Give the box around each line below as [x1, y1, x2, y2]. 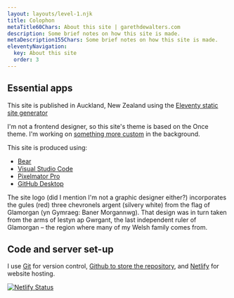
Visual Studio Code [17, 164, 74, 173]
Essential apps [7, 82, 73, 94]
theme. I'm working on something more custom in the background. [7, 130, 200, 138]
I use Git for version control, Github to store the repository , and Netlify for [7, 262, 219, 271]
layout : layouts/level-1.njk [7, 10, 93, 18]
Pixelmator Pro [17, 172, 60, 180]
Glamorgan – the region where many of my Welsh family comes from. [7, 223, 208, 231]
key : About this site [13, 50, 77, 57]
